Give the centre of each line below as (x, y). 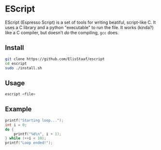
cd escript (16, 63)
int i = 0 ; (16, 125)
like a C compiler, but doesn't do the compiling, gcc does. (62, 32)
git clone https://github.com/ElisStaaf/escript (55, 59)
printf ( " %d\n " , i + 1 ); (38, 134)
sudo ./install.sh (23, 68)
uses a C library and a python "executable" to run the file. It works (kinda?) (79, 27)
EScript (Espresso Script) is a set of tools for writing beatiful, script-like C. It (80, 22)
